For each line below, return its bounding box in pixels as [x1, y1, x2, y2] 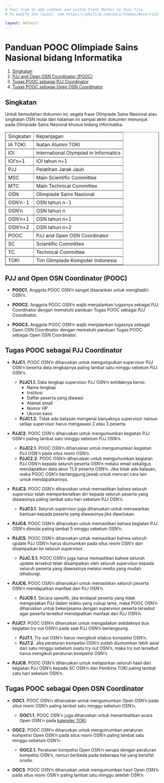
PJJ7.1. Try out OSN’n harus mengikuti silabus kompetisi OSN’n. [19, 634, 147, 640]
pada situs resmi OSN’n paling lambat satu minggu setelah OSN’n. [12, 772, 145, 778]
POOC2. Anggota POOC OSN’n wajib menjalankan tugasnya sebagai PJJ [12, 302, 159, 307]
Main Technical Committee [36, 182, 98, 189]
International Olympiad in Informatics [36, 150, 121, 156]
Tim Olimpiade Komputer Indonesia [36, 257, 117, 264]
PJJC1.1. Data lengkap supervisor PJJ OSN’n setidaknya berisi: [19, 379, 146, 385]
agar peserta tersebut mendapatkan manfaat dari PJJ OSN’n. [19, 610, 143, 616]
